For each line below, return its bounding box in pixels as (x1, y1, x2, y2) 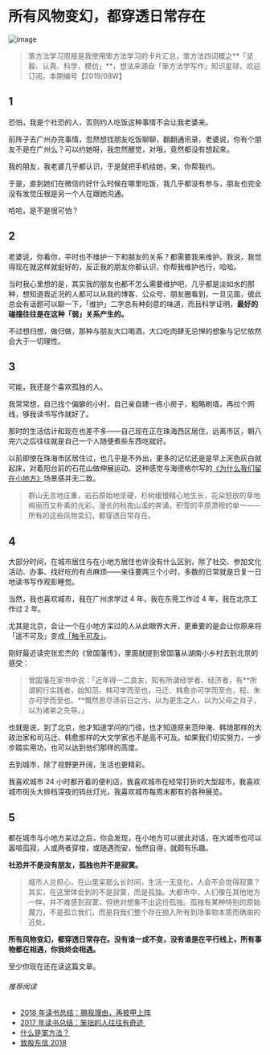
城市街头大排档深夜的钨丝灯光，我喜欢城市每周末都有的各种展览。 (8, 787, 227, 796)
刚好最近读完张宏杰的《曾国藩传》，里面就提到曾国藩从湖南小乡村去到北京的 (8, 648, 259, 658)
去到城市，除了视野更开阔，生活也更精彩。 (8, 760, 149, 770)
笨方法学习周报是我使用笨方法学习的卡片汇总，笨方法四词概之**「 (27, 51, 247, 60)
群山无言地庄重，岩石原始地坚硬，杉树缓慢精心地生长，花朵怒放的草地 (27, 491, 261, 501)
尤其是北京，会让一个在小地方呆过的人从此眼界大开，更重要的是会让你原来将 (8, 621, 262, 631)
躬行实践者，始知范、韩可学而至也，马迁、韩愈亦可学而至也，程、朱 (35, 685, 261, 695)
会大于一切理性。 (8, 336, 65, 346)
